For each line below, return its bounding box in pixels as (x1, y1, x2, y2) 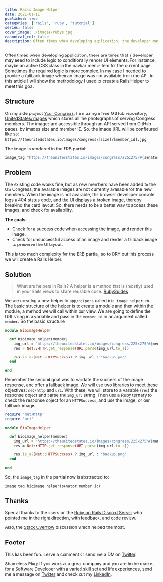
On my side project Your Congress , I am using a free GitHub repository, (5, 110, 147, 116)
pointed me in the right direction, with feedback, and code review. (5, 515, 137, 521)
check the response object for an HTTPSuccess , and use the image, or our (5, 397, 150, 403)
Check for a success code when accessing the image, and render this (12, 226, 152, 232)
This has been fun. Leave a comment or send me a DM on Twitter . (5, 551, 137, 557)
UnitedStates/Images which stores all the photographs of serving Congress (5, 115, 156, 121)
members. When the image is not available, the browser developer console (5, 192, 155, 198)
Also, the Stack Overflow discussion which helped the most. (5, 524, 125, 530)
